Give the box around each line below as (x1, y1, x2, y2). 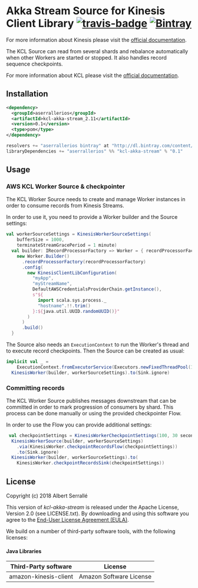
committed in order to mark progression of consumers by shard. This (6, 403, 174, 411)
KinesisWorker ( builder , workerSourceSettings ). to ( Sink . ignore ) (11, 370, 170, 376)
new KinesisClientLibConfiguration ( (27, 270, 117, 276)
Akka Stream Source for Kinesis (6, 4, 166, 18)
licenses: (6, 534, 28, 541)
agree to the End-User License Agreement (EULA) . (6, 516, 130, 524)
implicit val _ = (6, 359, 49, 365)
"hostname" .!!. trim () (37, 303, 91, 309)
